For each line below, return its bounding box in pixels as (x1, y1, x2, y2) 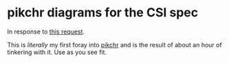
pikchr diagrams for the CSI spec (7, 5, 198, 21)
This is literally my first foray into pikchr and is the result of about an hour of (7, 40, 222, 49)
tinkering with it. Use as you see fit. (7, 48, 107, 56)
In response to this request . (7, 27, 85, 36)
